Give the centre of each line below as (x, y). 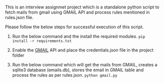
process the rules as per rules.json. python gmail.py (65, 75)
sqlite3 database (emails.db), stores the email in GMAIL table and (78, 70)
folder (18, 55)
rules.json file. (19, 17)
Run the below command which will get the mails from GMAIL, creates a (85, 65)
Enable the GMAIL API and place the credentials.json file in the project (83, 50)
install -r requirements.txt (42, 41)
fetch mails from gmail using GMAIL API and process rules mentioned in (78, 12)
